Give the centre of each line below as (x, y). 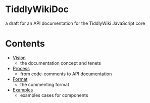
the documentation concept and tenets (61, 63)
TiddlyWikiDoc (37, 9)
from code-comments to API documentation (66, 74)
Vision (19, 58)
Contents (25, 44)
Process (21, 68)
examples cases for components (54, 95)
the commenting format (45, 84)
